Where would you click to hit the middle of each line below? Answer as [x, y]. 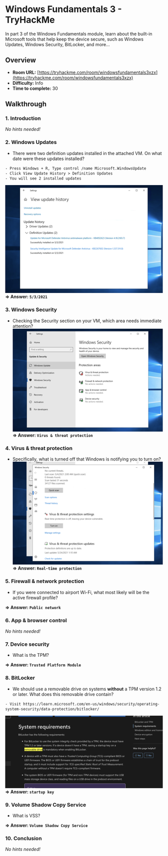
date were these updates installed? [48, 159]
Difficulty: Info [28, 83]
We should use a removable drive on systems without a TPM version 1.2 [87, 689]
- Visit [13, 704]
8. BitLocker [20, 678]
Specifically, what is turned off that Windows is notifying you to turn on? [86, 459]
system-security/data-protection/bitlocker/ [52, 709]
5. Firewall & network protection [45, 582]
